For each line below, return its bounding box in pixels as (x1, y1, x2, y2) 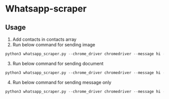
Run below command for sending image (12, 42, 96, 48)
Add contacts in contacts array (12, 36, 77, 42)
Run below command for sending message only (12, 79, 112, 85)
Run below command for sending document (12, 60, 104, 66)
